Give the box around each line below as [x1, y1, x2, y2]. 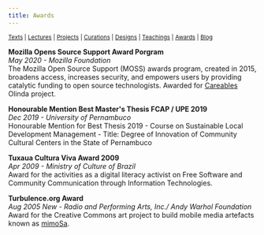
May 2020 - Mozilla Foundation [8, 55, 111, 65]
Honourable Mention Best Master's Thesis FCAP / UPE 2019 [8, 104, 207, 114]
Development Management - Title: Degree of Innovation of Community [8, 129, 238, 139]
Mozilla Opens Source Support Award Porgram [8, 47, 164, 56]
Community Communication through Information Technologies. [8, 178, 213, 188]
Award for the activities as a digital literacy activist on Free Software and [8, 170, 243, 179]
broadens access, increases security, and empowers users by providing [8, 72, 242, 81]
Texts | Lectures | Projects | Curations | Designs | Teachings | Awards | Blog [8, 33, 213, 41]
